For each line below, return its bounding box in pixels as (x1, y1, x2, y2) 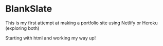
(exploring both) (5, 25, 40, 31)
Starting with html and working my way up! (5, 35, 96, 41)
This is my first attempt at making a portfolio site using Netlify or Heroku (5, 20, 158, 26)
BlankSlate (5, 3, 52, 15)
